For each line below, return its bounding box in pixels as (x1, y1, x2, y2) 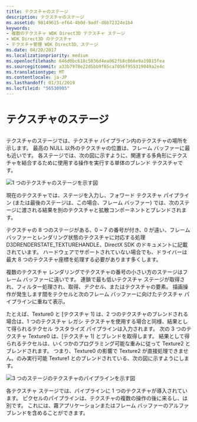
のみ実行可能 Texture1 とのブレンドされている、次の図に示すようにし (16, 355, 185, 362)
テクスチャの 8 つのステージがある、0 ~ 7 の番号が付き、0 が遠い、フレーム (6, 227, 191, 234)
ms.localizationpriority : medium (6, 53, 88, 58)
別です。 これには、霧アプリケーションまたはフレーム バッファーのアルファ (6, 402, 189, 409)
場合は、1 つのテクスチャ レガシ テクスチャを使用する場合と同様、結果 (6, 318, 178, 325)
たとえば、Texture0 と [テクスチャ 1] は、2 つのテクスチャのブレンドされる (6, 310, 189, 318)
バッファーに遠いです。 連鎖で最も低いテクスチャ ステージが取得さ (22, 276, 185, 283)
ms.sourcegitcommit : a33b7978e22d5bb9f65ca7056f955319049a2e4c (6, 63, 165, 70)
